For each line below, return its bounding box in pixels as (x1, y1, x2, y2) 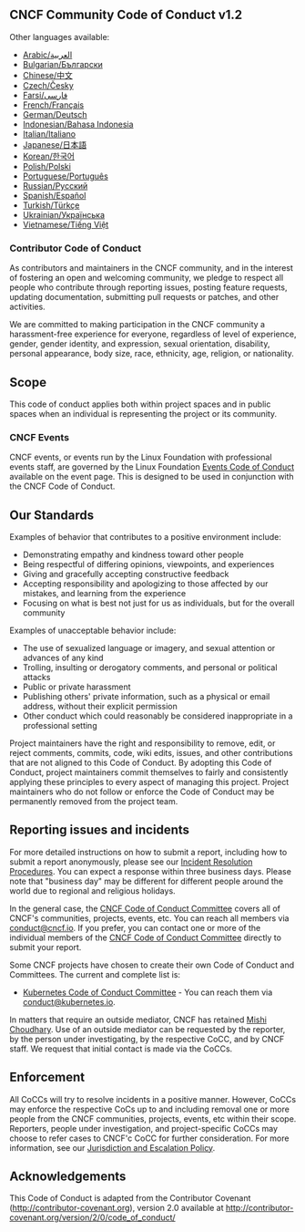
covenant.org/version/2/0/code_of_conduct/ (9, 1212, 176, 1223)
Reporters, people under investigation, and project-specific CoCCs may (9, 1123, 279, 1134)
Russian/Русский (22, 180, 88, 191)
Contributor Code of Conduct (9, 242, 142, 254)
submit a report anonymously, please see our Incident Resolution (9, 856, 253, 867)
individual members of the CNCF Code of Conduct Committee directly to (9, 932, 282, 943)
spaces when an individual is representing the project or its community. (9, 408, 278, 419)
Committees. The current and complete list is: (9, 968, 180, 979)
